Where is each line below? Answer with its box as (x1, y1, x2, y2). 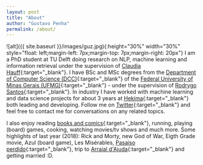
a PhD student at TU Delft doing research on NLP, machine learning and (6, 56, 188, 63)
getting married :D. (6, 152, 54, 159)
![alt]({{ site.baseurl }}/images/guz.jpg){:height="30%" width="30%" (6, 43, 180, 50)
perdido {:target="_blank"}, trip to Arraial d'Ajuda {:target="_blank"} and (6, 145, 185, 153)
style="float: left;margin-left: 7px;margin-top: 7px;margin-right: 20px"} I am (6, 50, 196, 57)
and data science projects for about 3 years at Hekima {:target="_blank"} (6, 95, 190, 102)
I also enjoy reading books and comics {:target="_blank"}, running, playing (6, 120, 193, 127)
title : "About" (6, 15, 45, 21)
